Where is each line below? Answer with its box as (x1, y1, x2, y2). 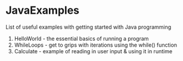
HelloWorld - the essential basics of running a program (14, 35, 149, 42)
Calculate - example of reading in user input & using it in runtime (14, 47, 173, 54)
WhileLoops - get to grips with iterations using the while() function (14, 41, 177, 48)
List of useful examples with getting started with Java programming (5, 23, 172, 30)
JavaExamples (5, 4, 80, 17)
